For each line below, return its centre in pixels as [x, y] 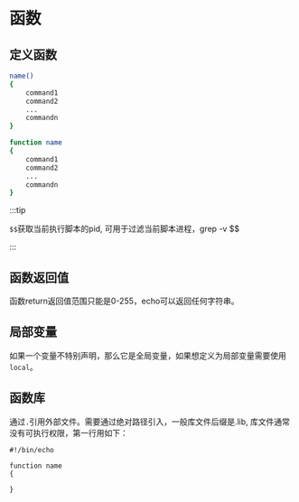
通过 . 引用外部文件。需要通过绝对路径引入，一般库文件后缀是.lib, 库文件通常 [150, 422]
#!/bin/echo [32, 450]
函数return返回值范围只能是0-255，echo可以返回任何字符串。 [124, 301]
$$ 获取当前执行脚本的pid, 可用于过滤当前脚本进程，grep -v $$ [125, 229]
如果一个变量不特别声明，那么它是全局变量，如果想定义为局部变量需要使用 [148, 355]
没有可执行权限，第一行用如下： [69, 432]
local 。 [23, 367]
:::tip [18, 210]
